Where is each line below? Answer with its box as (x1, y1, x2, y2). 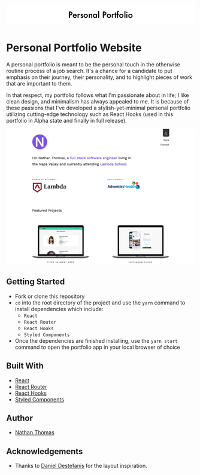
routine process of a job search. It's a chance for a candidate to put (6, 68, 172, 75)
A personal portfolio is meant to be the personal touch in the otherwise (6, 61, 181, 68)
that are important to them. (6, 80, 72, 87)
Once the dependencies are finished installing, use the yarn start (14, 337, 178, 344)
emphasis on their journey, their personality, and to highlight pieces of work (6, 74, 193, 81)
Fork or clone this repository (14, 293, 85, 300)
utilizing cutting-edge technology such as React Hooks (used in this (6, 111, 174, 118)
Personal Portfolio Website (6, 41, 142, 55)
